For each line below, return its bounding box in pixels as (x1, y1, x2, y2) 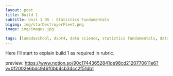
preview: (5, 60, 24, 66)
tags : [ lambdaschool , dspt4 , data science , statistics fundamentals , (5, 36, 158, 41)
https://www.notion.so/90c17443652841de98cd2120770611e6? (25, 60, 159, 66)
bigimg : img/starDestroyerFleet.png (5, 22, 84, 27)
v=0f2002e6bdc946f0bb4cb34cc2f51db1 (5, 65, 94, 71)
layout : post (5, 7, 33, 13)
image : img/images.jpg (5, 27, 54, 32)
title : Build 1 (5, 12, 38, 17)
